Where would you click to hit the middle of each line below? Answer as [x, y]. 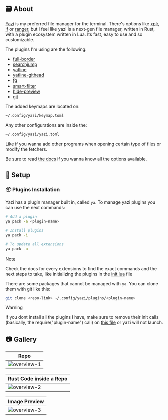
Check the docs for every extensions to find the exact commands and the [81, 268]
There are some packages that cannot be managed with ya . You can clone [82, 283]
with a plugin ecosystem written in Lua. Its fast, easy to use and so [74, 34]
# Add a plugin [21, 217]
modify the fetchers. [26, 149]
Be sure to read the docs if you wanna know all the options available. [76, 159]
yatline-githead [28, 75]
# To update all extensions [35, 244]
